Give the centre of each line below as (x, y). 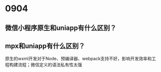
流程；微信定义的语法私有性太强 (50, 65)
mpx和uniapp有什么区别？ (45, 46)
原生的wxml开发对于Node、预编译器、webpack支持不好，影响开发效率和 (79, 59)
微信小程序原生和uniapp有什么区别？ (61, 28)
